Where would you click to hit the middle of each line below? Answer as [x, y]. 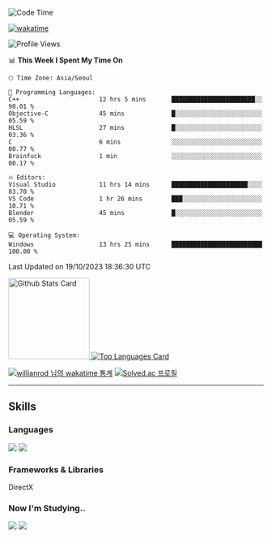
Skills [22, 407]
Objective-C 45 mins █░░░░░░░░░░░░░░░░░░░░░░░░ [136, 114]
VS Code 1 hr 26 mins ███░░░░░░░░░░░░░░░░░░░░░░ [136, 199]
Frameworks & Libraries [56, 469]
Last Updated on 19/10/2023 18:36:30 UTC [80, 267]
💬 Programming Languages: [52, 93]
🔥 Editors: [27, 178]
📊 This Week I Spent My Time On [66, 60]
